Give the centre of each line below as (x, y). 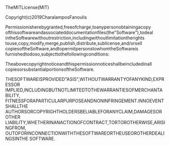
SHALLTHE (17, 106)
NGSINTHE (17, 139)
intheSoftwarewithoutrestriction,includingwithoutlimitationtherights (75, 38)
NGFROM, (16, 128)
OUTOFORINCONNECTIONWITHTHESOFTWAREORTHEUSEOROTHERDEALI (85, 133)
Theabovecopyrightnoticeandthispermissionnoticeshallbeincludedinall (79, 64)
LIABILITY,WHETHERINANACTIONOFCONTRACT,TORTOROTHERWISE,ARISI (85, 122)
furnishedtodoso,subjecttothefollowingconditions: (57, 54)
